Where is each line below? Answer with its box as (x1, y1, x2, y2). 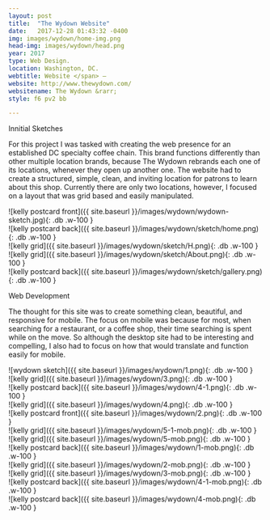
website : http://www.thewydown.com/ (8, 79, 132, 87)
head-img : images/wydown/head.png (8, 42, 125, 50)
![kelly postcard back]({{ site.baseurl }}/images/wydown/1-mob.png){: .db (8, 442, 255, 453)
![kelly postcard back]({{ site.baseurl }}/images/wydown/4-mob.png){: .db (8, 494, 256, 504)
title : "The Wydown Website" (8, 19, 111, 27)
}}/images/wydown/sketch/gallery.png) (132, 267, 263, 277)
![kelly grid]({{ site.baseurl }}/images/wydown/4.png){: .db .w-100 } (8, 400, 233, 409)
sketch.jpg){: (8, 215, 51, 225)
